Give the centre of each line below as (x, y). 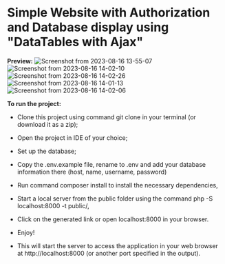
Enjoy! (26, 232)
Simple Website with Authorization (109, 13)
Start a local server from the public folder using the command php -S (115, 199)
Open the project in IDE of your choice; (72, 138)
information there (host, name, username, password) (92, 172)
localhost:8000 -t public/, (53, 205)
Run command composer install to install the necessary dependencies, (117, 185)
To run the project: (34, 103)
